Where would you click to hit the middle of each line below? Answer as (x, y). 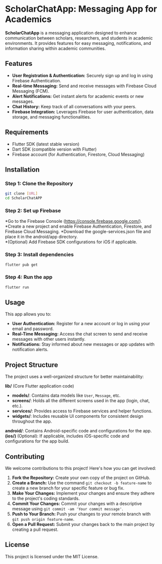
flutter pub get (21, 265)
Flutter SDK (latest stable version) (46, 144)
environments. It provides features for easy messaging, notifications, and (78, 43)
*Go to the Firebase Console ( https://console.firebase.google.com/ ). (73, 221)
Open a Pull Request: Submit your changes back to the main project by (83, 525)
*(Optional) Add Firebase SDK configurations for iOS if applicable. (71, 242)
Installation (22, 169)
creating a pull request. (35, 529)
